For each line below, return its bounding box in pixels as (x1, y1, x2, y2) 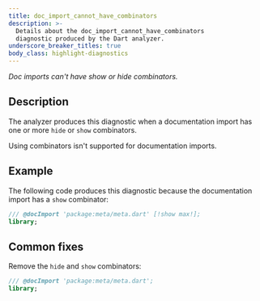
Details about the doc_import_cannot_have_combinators (15, 27, 205, 35)
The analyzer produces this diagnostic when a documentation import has (8, 117, 253, 126)
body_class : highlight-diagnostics (8, 49, 129, 57)
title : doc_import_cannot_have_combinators (8, 11, 158, 20)
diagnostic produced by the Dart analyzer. (15, 34, 164, 43)
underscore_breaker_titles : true (8, 42, 121, 50)
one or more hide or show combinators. (8, 125, 138, 134)
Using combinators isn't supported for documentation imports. (8, 141, 217, 150)
